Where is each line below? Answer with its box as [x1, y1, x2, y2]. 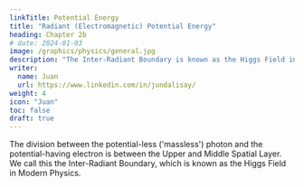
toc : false [9, 106, 51, 115]
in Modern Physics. [9, 168, 81, 179]
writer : [9, 64, 39, 73]
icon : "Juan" [9, 97, 59, 107]
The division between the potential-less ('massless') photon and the [9, 139, 263, 150]
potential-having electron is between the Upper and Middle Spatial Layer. [9, 148, 282, 159]
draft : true [9, 114, 54, 123]
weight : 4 [9, 89, 47, 98]
